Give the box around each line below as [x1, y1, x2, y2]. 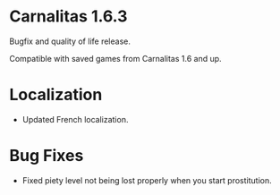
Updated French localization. [21, 114, 129, 124]
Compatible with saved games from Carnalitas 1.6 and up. [9, 53, 222, 64]
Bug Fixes [9, 146, 84, 166]
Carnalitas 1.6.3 [9, 6, 128, 27]
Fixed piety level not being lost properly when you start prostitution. [21, 174, 273, 185]
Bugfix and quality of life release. [9, 36, 132, 47]
